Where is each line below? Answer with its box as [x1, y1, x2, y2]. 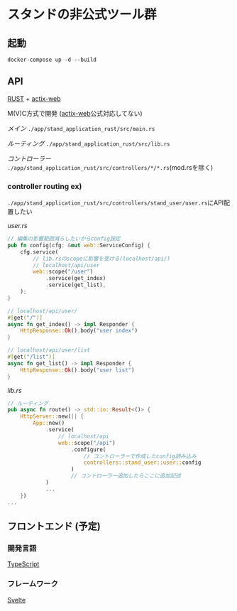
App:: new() [33, 420, 65, 427]
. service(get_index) [45, 275, 106, 282]
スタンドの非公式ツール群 [7, 6, 158, 23]
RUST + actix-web [7, 94, 62, 103]
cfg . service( [20, 248, 59, 256]
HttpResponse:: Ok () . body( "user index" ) [20, 328, 138, 335]
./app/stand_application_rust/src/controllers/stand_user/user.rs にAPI [7, 198, 224, 207]
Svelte [7, 595, 26, 604]
